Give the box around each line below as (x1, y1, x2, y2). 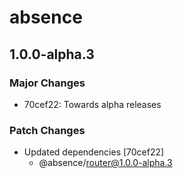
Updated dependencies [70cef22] (23, 146, 165, 158)
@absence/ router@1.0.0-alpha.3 (38, 157, 173, 169)
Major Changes (9, 76, 86, 90)
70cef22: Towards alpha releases (23, 98, 162, 110)
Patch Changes (9, 123, 86, 137)
